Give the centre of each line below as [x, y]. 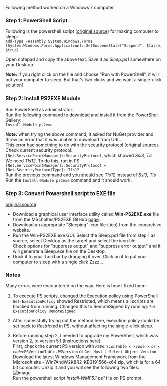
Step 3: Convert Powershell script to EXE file [60, 193]
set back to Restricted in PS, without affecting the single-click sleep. [83, 326]
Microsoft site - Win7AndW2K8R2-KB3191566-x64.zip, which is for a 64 [87, 362]
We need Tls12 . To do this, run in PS [42, 161]
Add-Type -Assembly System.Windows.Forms [49, 41]
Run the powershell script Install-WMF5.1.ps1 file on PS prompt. [78, 378]
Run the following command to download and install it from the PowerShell [82, 115]
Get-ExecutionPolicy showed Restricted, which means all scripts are [83, 301]
